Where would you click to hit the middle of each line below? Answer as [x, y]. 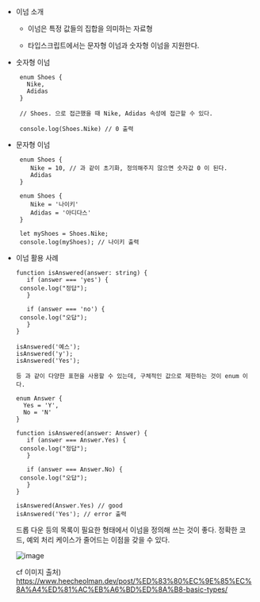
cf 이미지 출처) [38, 572]
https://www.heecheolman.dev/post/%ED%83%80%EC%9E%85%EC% [134, 581]
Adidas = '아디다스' [61, 213]
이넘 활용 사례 [37, 258]
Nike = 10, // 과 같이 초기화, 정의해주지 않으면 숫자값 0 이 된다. [129, 168]
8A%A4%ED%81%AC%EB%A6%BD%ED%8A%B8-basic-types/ [122, 589]
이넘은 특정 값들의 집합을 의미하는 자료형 [90, 29]
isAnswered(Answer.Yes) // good [69, 506]
